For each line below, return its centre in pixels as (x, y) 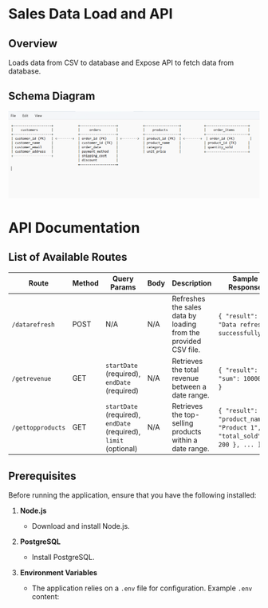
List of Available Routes (68, 257)
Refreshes (189, 299)
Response (245, 287)
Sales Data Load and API (91, 14)
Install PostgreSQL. (63, 558)
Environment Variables (59, 573)
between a (189, 386)
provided (187, 342)
